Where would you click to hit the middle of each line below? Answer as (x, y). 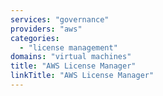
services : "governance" (60, 19)
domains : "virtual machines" (71, 57)
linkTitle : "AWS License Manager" (82, 76)
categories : (35, 38)
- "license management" (68, 47)
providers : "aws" (46, 29)
